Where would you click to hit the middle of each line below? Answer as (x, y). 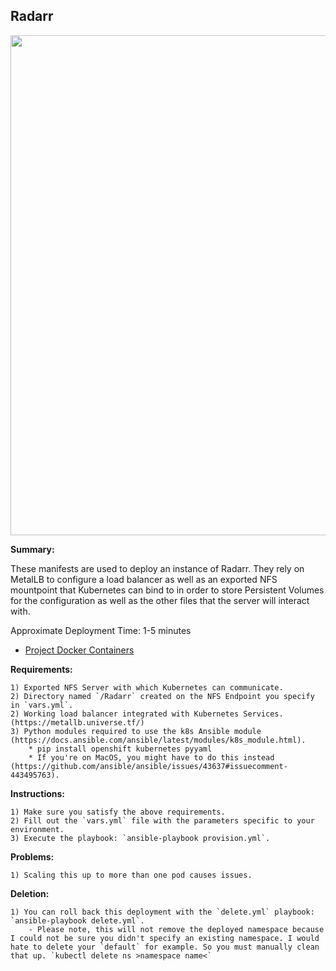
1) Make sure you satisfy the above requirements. (118, 812)
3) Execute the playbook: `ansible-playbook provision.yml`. (140, 838)
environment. (37, 829)
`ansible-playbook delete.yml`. (77, 920)
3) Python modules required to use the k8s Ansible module (136, 731)
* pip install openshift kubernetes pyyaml (120, 749)
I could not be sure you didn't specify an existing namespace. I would (165, 938)
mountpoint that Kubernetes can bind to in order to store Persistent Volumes (167, 590)
